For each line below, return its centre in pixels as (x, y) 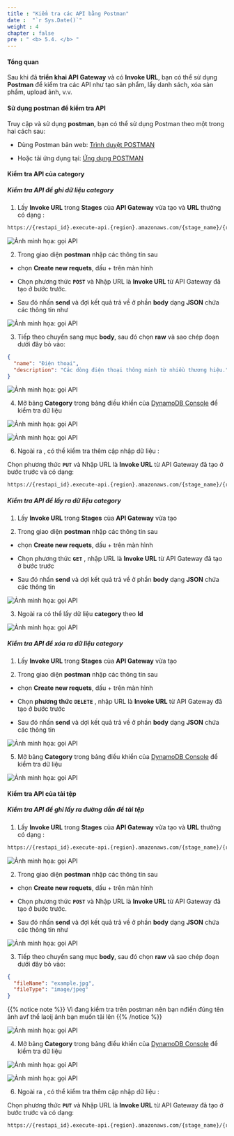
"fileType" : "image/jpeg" (51, 990)
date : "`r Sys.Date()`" (45, 20)
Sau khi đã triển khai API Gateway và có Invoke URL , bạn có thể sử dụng (112, 77)
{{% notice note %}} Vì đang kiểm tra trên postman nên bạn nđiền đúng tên (116, 1010)
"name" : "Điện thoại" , (46, 363)
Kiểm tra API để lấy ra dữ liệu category (64, 500)
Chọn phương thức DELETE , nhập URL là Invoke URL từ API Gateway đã (120, 702)
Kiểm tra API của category (46, 174)
